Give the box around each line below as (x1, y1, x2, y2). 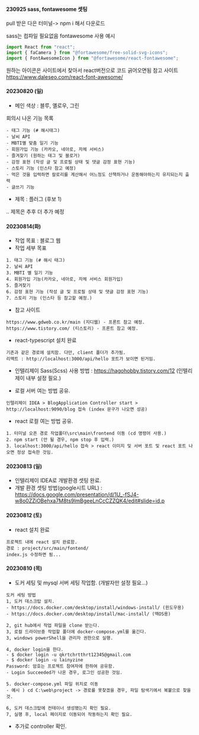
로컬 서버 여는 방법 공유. (14, 387, 70, 394)
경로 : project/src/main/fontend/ (6, 545, 89, 551)
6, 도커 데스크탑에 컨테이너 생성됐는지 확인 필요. (6, 705, 111, 711)
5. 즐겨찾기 (6, 282, 31, 289)
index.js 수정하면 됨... (6, 552, 61, 558)
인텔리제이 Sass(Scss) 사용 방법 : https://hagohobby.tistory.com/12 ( (14, 367, 179, 374)
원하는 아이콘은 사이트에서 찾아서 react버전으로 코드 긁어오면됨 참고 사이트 (6, 66, 179, 74)
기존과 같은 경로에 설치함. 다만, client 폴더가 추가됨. (6, 350, 126, 356)
